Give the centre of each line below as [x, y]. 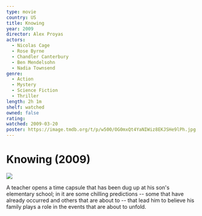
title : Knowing [25, 23]
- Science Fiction [35, 91]
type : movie [21, 12]
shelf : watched [25, 107]
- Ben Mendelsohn [34, 62]
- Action [23, 79]
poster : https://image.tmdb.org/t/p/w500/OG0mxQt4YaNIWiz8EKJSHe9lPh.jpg [101, 130]
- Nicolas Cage [31, 46]
